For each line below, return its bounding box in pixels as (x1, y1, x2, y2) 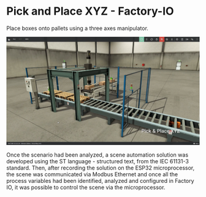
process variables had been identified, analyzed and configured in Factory (6, 177, 194, 185)
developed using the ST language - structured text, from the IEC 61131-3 (6, 158, 189, 165)
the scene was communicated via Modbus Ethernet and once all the (6, 171, 178, 178)
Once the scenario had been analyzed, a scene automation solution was (6, 151, 189, 158)
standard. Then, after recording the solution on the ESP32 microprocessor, (6, 164, 195, 172)
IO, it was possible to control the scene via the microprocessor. (6, 184, 166, 191)
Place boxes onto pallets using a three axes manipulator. (6, 24, 149, 32)
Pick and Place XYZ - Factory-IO (6, 4, 174, 18)
